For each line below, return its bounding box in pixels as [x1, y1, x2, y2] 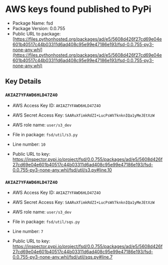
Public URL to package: [12, 31, 61, 37]
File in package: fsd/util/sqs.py [12, 218, 80, 224]
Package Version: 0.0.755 [12, 25, 65, 31]
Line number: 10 [12, 141, 46, 147]
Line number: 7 [12, 228, 43, 234]
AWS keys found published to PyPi [5, 4, 151, 15]
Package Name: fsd [12, 20, 53, 26]
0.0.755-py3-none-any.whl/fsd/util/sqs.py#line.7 [12, 254, 113, 260]
